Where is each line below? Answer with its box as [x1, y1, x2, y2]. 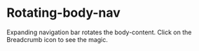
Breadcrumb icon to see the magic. [6, 35, 108, 43]
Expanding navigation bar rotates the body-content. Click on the [6, 28, 192, 36]
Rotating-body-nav [6, 5, 121, 21]
